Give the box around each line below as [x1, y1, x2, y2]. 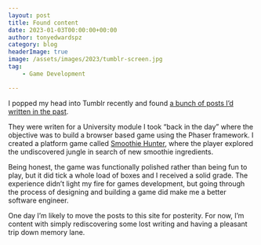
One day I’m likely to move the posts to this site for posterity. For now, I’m [8, 210, 245, 220]
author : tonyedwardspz [8, 33, 82, 42]
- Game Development [22, 70, 86, 78]
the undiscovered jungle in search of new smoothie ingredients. [8, 147, 214, 156]
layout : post [8, 11, 51, 20]
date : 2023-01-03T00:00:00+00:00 [8, 26, 118, 34]
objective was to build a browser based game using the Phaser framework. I [8, 130, 254, 140]
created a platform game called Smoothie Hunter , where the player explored [8, 138, 253, 148]
